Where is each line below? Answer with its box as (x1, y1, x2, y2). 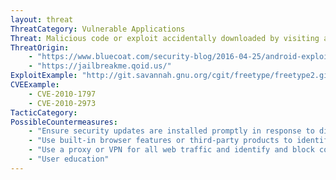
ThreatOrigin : (10, 42, 70, 53)
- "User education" (28, 154, 110, 164)
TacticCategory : (10, 107, 78, 118)
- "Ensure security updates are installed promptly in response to (28, 126, 315, 136)
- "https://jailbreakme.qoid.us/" (28, 61, 172, 71)
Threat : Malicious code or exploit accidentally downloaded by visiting (10, 33, 320, 43)
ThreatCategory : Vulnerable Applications (10, 24, 186, 34)
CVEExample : (10, 80, 60, 90)
